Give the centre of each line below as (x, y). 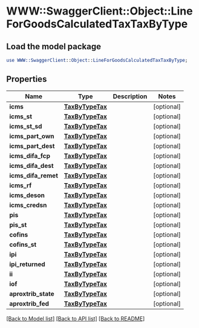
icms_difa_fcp (30, 156)
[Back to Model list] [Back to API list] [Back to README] (76, 318)
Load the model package (54, 46)
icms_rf (21, 185)
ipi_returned (27, 264)
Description (130, 96)
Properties (27, 79)
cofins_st (23, 244)
